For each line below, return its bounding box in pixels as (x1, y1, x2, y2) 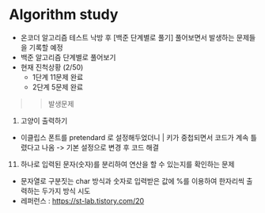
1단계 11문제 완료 (32, 72, 84, 82)
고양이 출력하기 (20, 116, 68, 125)
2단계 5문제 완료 (32, 82, 84, 92)
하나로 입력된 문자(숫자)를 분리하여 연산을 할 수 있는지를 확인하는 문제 (20, 159, 235, 169)
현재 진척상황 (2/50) (20, 62, 84, 72)
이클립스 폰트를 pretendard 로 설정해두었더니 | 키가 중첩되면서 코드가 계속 (20, 132, 249, 142)
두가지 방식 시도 (41, 186, 91, 196)
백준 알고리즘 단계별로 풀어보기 (20, 52, 116, 62)
